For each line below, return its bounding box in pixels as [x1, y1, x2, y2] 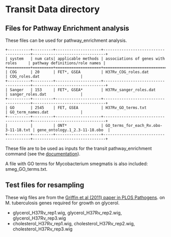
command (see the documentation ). [5, 151, 80, 156]
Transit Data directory [5, 4, 100, 15]
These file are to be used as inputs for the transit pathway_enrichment [5, 145, 152, 151]
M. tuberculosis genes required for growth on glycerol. [5, 200, 120, 206]
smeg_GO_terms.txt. [5, 166, 48, 172]
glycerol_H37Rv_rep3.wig [12, 215, 66, 221]
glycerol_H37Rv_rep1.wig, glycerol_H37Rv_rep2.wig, [12, 209, 122, 216]
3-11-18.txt [5, 127, 31, 133]
